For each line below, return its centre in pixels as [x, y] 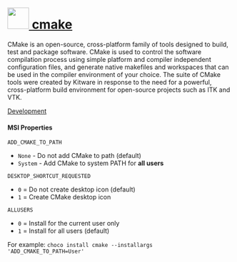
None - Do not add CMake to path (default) [79, 156]
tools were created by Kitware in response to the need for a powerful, [110, 82]
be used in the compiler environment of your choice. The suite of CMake [114, 74]
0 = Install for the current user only [69, 224]
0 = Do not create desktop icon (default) [76, 189]
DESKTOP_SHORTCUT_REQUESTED [49, 177]
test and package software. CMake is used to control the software [105, 52]
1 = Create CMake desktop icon [64, 197]
